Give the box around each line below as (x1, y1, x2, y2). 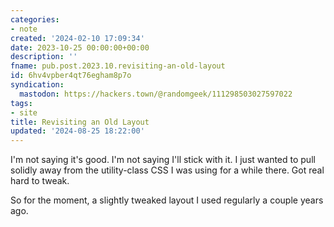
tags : (10, 98, 33, 108)
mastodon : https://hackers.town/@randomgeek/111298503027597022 (19, 89, 293, 99)
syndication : (10, 80, 65, 90)
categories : (10, 14, 60, 25)
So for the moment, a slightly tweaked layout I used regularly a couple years (10, 194, 324, 206)
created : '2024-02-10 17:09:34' (10, 33, 145, 43)
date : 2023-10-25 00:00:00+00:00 (10, 42, 150, 53)
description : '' (10, 52, 78, 62)
